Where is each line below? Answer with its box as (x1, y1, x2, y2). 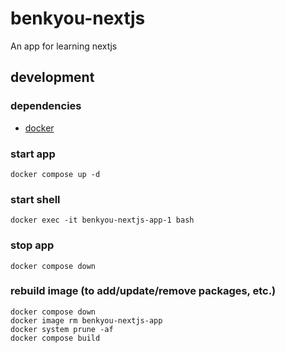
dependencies (10, 99, 82, 113)
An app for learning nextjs (10, 40, 118, 52)
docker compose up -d (10, 169, 101, 179)
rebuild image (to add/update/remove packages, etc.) (10, 284, 277, 298)
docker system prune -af (10, 324, 114, 334)
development (10, 69, 95, 86)
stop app (10, 238, 55, 252)
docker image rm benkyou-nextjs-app (10, 315, 163, 326)
